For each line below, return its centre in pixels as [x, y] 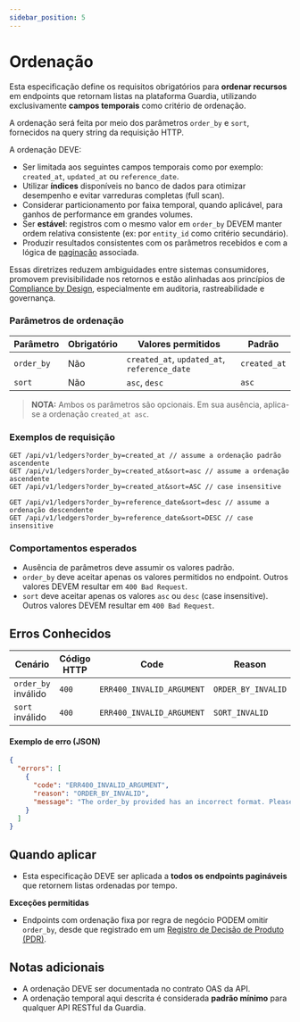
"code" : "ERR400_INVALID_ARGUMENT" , [101, 785]
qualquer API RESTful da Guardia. [84, 1007]
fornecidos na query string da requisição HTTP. [97, 132]
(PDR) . [34, 939]
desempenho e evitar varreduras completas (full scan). [123, 195]
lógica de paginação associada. [80, 252]
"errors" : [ [40, 769]
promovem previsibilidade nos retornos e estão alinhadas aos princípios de [147, 278]
